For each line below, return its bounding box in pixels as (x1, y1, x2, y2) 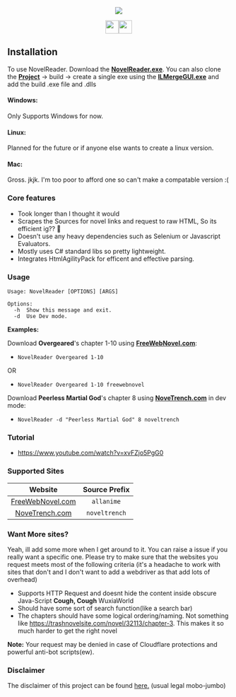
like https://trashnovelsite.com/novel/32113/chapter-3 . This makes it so (17, 619, 224, 627)
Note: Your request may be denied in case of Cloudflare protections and (7, 640, 218, 648)
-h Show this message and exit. (13, 307, 112, 314)
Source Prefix (82, 484, 130, 494)
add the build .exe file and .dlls (7, 80, 97, 88)
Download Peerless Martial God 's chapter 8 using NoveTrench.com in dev (7, 394, 227, 402)
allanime (91, 497, 122, 505)
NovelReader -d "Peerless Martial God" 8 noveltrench (17, 416, 179, 423)
